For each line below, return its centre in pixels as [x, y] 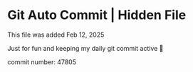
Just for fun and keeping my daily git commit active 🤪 [85, 48]
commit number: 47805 [42, 62]
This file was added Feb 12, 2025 [56, 35]
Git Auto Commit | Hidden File [97, 15]
